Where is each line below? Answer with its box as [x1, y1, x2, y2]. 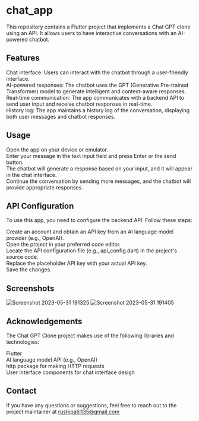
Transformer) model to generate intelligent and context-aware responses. [6, 87, 187, 95]
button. [6, 159, 24, 166]
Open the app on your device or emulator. [6, 146, 109, 153]
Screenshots [6, 283, 55, 293]
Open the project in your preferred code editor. [6, 241, 121, 248]
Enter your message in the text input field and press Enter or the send [6, 152, 176, 159]
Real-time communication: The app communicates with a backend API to [6, 94, 185, 101]
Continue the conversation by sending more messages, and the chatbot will [6, 178, 191, 185]
